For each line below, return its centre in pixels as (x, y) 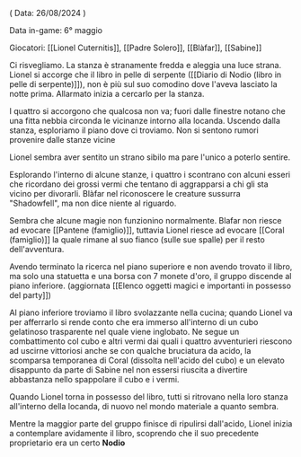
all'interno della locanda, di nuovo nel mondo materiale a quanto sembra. (144, 406)
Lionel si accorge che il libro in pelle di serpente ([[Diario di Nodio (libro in (146, 75)
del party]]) (31, 295)
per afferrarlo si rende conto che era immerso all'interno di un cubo (134, 322)
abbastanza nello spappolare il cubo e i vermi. (94, 379)
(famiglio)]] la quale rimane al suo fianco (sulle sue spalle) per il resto (137, 240)
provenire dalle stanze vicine (62, 140)
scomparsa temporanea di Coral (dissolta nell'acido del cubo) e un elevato (147, 360)
